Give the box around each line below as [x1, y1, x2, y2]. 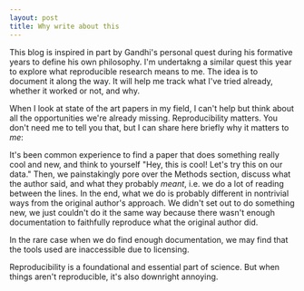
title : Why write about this [9, 22, 120, 31]
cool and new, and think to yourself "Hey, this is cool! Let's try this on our [9, 159, 283, 170]
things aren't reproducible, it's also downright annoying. [9, 271, 219, 282]
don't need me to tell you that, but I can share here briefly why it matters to [9, 121, 289, 132]
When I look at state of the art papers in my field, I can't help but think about [9, 102, 295, 113]
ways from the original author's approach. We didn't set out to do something [9, 197, 295, 209]
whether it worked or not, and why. [9, 85, 141, 96]
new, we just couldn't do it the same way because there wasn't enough [9, 207, 275, 218]
